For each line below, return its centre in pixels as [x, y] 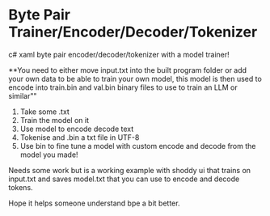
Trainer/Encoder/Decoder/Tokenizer [133, 32]
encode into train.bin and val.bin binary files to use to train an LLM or [123, 87]
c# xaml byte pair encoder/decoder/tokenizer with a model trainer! [119, 54]
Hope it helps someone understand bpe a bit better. [94, 203]
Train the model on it [55, 120]
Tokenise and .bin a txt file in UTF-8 [80, 137]
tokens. [21, 187]
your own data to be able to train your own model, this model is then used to [135, 78]
